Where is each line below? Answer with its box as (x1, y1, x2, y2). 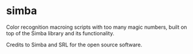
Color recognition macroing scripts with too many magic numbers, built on (6, 23, 188, 31)
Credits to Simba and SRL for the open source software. (6, 41, 143, 48)
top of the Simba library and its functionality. (6, 29, 114, 36)
